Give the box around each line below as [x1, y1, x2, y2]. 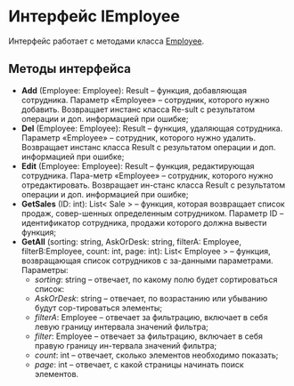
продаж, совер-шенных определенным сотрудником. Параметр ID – [20, 207, 284, 219]
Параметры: [20, 264, 69, 275]
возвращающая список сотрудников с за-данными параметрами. [20, 255, 274, 266]
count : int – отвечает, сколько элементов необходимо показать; [34, 350, 279, 360]
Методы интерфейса [8, 61, 131, 76]
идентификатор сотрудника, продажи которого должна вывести [20, 217, 267, 228]
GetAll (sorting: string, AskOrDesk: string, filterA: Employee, [20, 236, 242, 246]
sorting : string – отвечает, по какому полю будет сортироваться [34, 274, 278, 285]
